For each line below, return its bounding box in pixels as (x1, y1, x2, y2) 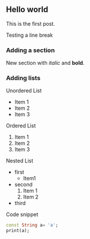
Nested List (6, 157, 34, 164)
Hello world (6, 5, 48, 15)
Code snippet (6, 211, 39, 218)
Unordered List (6, 87, 42, 94)
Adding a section (6, 46, 55, 54)
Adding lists (6, 74, 41, 82)
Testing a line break (6, 32, 53, 39)
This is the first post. (6, 20, 55, 27)
